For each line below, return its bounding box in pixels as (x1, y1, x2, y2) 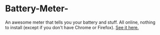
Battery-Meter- (5, 3, 68, 14)
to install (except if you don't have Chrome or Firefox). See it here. (5, 24, 139, 30)
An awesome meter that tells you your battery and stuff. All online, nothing (5, 19, 156, 25)
